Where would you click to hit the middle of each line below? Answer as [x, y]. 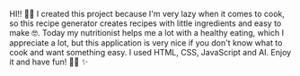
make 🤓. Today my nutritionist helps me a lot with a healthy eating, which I [147, 33]
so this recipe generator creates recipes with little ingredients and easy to [146, 23]
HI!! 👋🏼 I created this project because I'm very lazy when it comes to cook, [147, 14]
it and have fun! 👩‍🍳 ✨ [49, 62]
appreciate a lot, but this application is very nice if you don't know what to [146, 43]
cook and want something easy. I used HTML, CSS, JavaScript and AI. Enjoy [150, 52]
